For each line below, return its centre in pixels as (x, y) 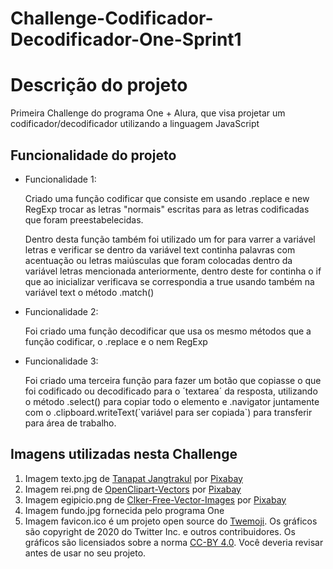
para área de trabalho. (70, 423)
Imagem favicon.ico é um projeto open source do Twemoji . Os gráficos (171, 521)
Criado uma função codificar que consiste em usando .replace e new (167, 198)
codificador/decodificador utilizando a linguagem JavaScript (135, 124)
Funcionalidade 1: (60, 179)
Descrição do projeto (99, 85)
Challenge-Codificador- (112, 18)
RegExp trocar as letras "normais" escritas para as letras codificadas (167, 209)
